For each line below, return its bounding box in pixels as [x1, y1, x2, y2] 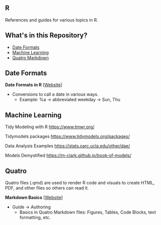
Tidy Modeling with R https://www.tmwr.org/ [5, 124, 94, 130]
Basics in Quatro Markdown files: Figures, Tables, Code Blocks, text [19, 209, 156, 215]
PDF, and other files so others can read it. [5, 185, 89, 191]
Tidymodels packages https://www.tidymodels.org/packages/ [5, 134, 130, 140]
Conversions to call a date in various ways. [12, 91, 99, 97]
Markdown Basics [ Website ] [5, 195, 63, 200]
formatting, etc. [19, 215, 51, 221]
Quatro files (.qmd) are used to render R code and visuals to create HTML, [5, 180, 155, 186]
